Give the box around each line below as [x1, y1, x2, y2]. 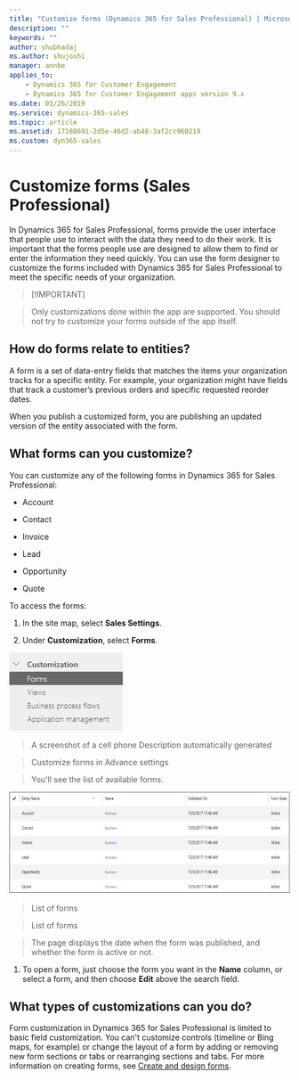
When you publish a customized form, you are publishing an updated [9, 411, 263, 421]
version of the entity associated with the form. [9, 420, 178, 431]
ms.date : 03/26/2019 [9, 99, 86, 108]
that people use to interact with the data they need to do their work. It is [9, 233, 272, 244]
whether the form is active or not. [30, 946, 154, 957]
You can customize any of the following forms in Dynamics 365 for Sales [9, 470, 276, 480]
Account [21, 496, 53, 507]
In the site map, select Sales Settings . [21, 618, 162, 628]
